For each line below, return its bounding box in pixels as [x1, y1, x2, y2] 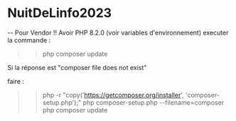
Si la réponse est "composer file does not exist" [7, 63, 147, 71]
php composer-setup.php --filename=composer [82, 98, 225, 107]
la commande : [7, 35, 51, 44]
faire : [7, 76, 25, 86]
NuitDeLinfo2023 [7, 5, 112, 21]
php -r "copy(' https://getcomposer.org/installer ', [42, 91, 185, 99]
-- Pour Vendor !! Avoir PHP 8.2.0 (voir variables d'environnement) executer [7, 28, 229, 37]
